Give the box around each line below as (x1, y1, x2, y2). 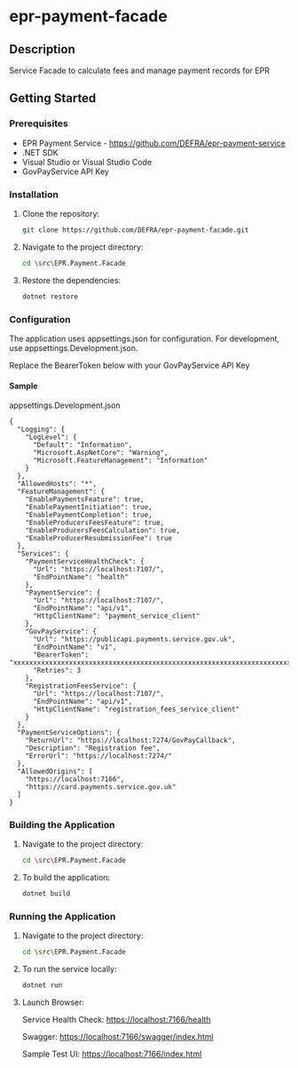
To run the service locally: (21, 964, 117, 975)
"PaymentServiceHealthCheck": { (25, 557, 145, 566)
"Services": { (17, 549, 69, 559)
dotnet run (21, 981, 63, 990)
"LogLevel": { (25, 433, 77, 442)
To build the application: (21, 873, 111, 883)
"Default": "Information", (32, 441, 133, 450)
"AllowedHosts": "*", (17, 480, 98, 489)
